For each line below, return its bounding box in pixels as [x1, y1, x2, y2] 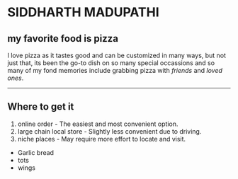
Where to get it [7, 100, 74, 113]
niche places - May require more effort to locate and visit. [17, 134, 186, 143]
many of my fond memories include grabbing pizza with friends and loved [7, 67, 223, 74]
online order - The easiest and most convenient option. [17, 120, 178, 128]
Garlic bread [17, 148, 55, 156]
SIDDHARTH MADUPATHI [7, 4, 159, 21]
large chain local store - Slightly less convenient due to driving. [17, 127, 202, 135]
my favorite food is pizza [7, 33, 119, 45]
